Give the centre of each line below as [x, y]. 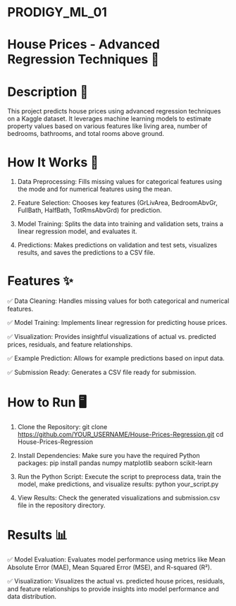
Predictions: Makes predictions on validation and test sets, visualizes [117, 245]
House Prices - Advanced [84, 45]
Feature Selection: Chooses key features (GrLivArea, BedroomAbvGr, [118, 203]
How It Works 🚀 [53, 162]
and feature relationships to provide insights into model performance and [113, 589]
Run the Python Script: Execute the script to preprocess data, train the [119, 477]
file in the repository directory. [61, 505]
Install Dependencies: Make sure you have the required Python [108, 456]
